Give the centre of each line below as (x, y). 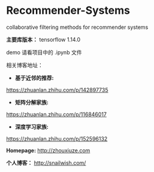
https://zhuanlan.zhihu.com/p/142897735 (57, 90)
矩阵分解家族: (32, 102)
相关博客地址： (25, 65)
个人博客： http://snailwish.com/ (46, 162)
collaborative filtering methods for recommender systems (77, 27)
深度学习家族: (32, 126)
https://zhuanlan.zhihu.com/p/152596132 (57, 138)
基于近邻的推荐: (34, 78)
